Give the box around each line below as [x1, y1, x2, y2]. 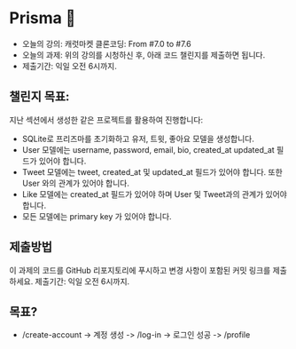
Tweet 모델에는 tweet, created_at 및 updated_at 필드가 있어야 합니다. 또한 [21, 166, 284, 177]
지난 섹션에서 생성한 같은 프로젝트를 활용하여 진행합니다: [9, 115, 204, 125]
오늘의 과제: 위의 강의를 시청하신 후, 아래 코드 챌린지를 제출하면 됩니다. [21, 49, 266, 60]
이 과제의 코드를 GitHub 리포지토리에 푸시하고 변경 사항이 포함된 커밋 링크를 [9, 265, 271, 275]
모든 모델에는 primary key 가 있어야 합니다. [21, 210, 172, 221]
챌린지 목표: [9, 89, 70, 105]
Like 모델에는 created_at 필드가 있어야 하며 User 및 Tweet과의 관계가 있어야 [21, 188, 288, 199]
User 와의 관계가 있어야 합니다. [21, 178, 130, 188]
